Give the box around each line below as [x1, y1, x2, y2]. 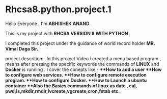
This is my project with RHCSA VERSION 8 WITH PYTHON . [5, 30, 131, 36]
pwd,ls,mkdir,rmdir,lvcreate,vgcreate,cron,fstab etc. [5, 88, 120, 94]
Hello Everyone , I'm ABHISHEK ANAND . [5, 20, 91, 27]
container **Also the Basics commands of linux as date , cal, [5, 83, 137, 89]
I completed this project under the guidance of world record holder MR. [5, 40, 155, 46]
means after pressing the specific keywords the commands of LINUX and [5, 61, 159, 67]
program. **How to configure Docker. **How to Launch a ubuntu [5, 77, 147, 83]
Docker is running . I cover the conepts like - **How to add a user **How [5, 66, 162, 72]
